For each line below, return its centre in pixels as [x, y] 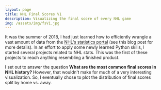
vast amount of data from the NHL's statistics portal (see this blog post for [79, 42]
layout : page [18, 9]
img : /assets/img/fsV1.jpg [32, 23]
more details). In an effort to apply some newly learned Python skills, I [75, 47]
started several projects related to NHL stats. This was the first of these [76, 53]
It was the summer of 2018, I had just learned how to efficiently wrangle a [78, 37]
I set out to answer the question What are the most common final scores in [81, 67]
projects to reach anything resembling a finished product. [62, 58]
